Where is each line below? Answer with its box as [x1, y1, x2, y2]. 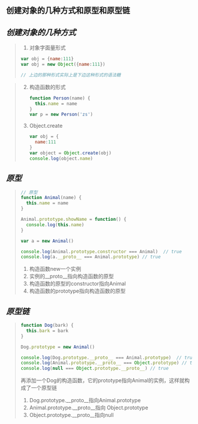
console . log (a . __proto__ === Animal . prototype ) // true [20, 254, 161, 260]
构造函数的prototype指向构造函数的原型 [29, 287, 126, 294]
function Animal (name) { [20, 195, 82, 201]
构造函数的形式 [29, 83, 66, 90]
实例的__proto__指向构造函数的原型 [29, 273, 114, 280]
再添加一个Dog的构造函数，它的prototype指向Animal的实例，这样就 [20, 377, 185, 384]
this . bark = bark [26, 327, 69, 334]
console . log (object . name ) [29, 155, 93, 161]
